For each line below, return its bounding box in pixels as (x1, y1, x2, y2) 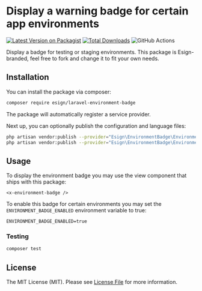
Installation (6, 72, 49, 82)
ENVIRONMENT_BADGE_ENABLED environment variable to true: (6, 207, 147, 214)
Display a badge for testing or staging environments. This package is (6, 48, 177, 55)
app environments (6, 17, 99, 31)
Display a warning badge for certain (6, 4, 189, 18)
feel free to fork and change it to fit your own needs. (29, 55, 159, 62)
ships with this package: (6, 178, 67, 185)
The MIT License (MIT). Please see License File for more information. (6, 278, 177, 286)
